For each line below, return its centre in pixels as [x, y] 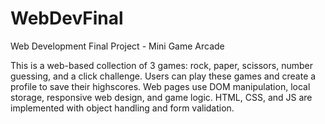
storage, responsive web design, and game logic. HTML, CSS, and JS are [161, 97]
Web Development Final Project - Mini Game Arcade [117, 46]
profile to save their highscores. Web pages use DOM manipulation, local [160, 86]
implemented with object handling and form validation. [122, 108]
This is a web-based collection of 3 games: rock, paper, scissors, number [161, 65]
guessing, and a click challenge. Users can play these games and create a [163, 76]
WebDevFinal [67, 18]
